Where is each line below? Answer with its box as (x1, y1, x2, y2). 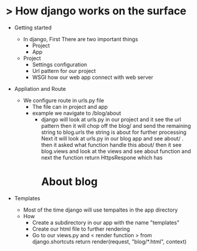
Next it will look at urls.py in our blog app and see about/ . (41, 134, 184, 142)
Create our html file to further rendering (32, 225, 130, 232)
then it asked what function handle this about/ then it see (41, 141, 182, 148)
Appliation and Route (14, 85, 66, 92)
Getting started (14, 24, 52, 31)
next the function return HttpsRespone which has (41, 154, 163, 161)
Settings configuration (32, 61, 87, 68)
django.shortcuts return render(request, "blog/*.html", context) (32, 238, 187, 245)
